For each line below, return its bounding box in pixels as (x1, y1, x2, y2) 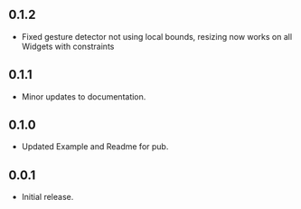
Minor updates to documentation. (21, 90, 146, 102)
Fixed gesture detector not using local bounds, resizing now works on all (21, 31, 293, 42)
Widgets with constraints (21, 41, 115, 52)
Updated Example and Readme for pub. (21, 141, 169, 152)
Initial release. (21, 192, 74, 203)
